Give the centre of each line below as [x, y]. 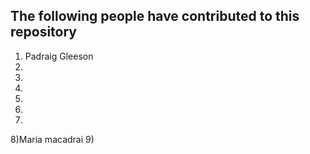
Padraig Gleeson [59, 56]
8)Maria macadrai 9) [52, 139]
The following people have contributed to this [155, 16]
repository [44, 32]
